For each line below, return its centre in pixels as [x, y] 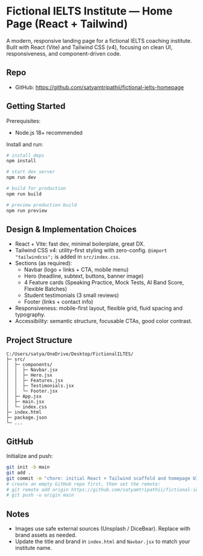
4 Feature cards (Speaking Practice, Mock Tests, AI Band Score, [104, 283]
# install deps [25, 155]
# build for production [36, 189]
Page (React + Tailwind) [67, 24]
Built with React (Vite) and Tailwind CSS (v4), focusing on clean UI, [89, 47]
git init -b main [28, 467]
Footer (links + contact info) [59, 302]
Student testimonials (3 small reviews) [71, 295]
